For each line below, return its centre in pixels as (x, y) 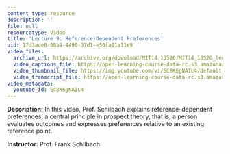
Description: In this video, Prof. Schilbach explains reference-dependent (110, 110)
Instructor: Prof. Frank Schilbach (54, 144)
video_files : (26, 52)
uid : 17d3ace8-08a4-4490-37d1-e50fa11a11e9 (70, 45)
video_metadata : (30, 84)
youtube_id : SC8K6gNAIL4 (49, 90)
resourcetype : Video (37, 33)
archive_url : (32, 58)
